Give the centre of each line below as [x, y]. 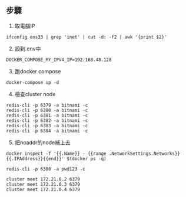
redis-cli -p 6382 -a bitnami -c [47, 120]
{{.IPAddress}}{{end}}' [35, 159]
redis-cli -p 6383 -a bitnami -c [47, 125]
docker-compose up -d [33, 82]
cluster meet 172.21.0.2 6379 [43, 179]
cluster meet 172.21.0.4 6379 [43, 189]
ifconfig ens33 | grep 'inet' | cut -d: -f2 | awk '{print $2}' [87, 37]
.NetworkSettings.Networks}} [145, 154]
